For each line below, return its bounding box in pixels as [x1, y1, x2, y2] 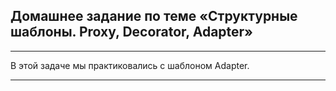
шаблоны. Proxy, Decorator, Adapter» [10, 24, 253, 41]
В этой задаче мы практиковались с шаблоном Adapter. [10, 59, 250, 71]
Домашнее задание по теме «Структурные [10, 8, 298, 25]
